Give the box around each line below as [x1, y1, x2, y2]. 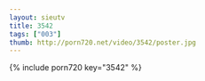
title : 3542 [9, 21, 53, 30]
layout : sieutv [9, 12, 66, 22]
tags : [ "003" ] [9, 29, 62, 38]
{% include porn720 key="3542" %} [9, 62, 142, 73]
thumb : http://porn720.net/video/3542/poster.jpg [9, 37, 197, 47]
